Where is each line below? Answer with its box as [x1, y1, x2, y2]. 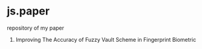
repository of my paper [7, 24, 65, 31]
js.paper [7, 4, 50, 18]
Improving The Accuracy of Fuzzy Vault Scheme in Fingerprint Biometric [15, 36, 197, 43]
